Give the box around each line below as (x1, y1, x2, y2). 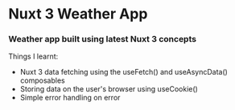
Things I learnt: (8, 51, 59, 61)
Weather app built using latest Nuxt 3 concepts (8, 34, 197, 45)
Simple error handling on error (19, 93, 121, 103)
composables (19, 75, 66, 85)
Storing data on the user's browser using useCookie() (19, 84, 199, 94)
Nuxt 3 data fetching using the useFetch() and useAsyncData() (19, 67, 228, 77)
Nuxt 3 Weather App (8, 5, 148, 23)
